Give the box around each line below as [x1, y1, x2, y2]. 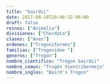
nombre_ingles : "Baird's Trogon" [6, 69, 89, 75]
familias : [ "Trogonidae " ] [6, 47, 73, 53]
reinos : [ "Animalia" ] [6, 25, 60, 31]
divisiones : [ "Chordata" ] [6, 31, 70, 37]
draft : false [6, 20, 39, 25]
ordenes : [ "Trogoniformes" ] [6, 42, 76, 48]
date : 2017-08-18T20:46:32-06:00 [6, 14, 89, 20]
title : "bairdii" [6, 8, 49, 15]
